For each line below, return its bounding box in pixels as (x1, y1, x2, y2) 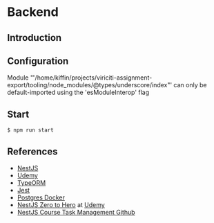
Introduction (7, 32, 62, 44)
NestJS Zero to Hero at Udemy (17, 201, 105, 209)
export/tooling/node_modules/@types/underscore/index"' (7, 81, 173, 89)
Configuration (7, 55, 69, 66)
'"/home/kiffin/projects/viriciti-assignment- (30, 73, 153, 82)
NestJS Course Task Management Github (17, 208, 136, 217)
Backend (7, 4, 59, 20)
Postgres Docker (17, 193, 66, 202)
